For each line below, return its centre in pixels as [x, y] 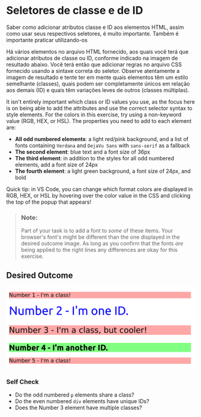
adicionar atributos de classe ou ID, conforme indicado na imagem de [92, 58]
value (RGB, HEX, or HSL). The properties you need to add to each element [99, 121]
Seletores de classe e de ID [75, 11]
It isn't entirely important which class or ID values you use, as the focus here [100, 102]
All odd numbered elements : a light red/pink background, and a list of [102, 139]
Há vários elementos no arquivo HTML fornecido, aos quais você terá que [97, 51]
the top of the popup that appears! [49, 202]
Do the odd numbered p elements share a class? [74, 395]
